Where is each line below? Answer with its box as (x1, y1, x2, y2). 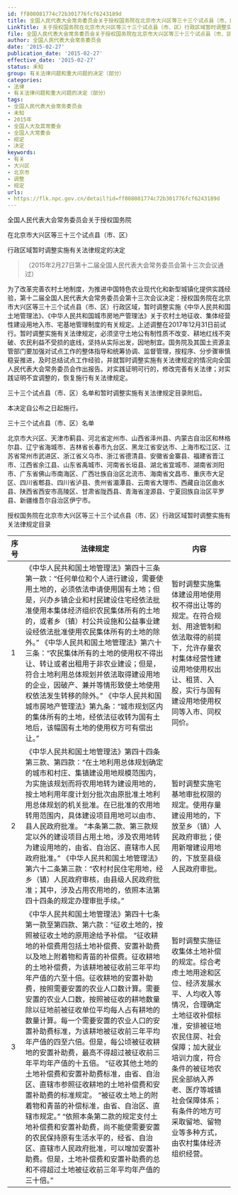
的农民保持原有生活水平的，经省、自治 (25, 1133, 154, 1143)
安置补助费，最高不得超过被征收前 (39, 1048, 154, 1058)
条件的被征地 (171, 1064, 215, 1074)
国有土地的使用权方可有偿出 (60, 723, 154, 733)
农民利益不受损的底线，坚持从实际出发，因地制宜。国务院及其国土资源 (19, 338, 225, 347)
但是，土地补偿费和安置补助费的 (46, 1155, 154, 1164)
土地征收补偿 (171, 1010, 215, 1020)
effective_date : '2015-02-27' (7, 57, 97, 64)
